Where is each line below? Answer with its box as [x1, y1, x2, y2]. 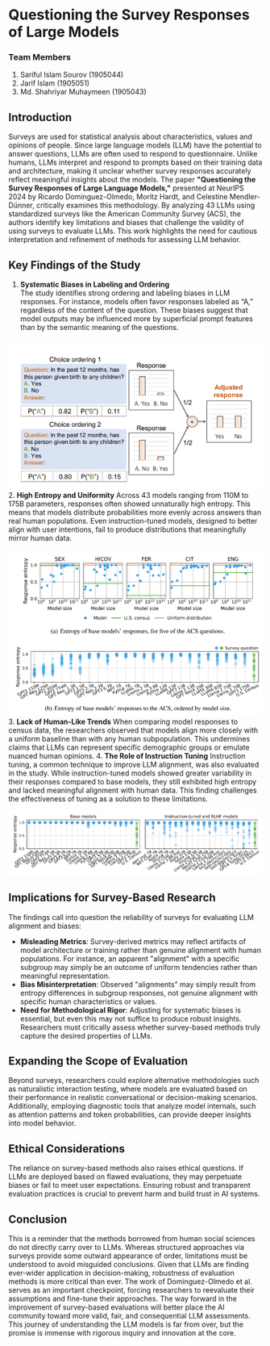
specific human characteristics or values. [19, 997, 157, 1006]
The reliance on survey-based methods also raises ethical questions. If [8, 1164, 244, 1173]
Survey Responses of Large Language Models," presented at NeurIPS [8, 183, 244, 193]
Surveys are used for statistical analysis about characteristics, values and [8, 132, 252, 142]
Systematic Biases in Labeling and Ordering [19, 280, 170, 290]
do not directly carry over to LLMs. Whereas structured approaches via [8, 1243, 244, 1252]
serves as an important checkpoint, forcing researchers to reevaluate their [8, 1285, 255, 1295]
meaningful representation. [19, 971, 110, 980]
